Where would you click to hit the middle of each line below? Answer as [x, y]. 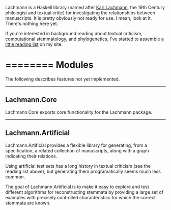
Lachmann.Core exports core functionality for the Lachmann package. [79, 112]
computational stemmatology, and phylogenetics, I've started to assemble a [85, 39]
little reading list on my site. [34, 44]
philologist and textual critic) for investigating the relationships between [80, 13]
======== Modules [49, 65]
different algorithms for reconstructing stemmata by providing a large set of [84, 192]
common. [15, 177]
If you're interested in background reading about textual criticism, [74, 33]
